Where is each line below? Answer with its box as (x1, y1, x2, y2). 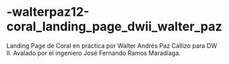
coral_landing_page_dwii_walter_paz (6, 19, 223, 34)
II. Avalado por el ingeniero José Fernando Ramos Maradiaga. (6, 49, 181, 57)
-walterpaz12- (6, 4, 90, 20)
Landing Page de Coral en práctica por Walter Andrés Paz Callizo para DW (6, 41, 217, 50)
